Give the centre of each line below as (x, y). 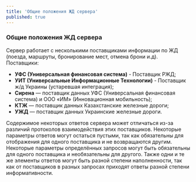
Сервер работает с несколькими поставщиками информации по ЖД (92, 50)
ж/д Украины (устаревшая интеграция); (64, 86)
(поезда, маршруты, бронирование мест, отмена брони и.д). (82, 56)
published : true (26, 17)
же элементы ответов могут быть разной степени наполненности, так (94, 160)
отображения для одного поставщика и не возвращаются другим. (89, 141)
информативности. (30, 173)
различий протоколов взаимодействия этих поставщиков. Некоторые (94, 129)
